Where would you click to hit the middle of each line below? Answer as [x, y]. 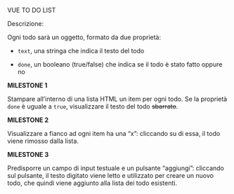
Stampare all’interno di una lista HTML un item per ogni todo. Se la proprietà [117, 99]
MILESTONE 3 [28, 154]
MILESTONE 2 [28, 120]
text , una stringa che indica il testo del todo [81, 51]
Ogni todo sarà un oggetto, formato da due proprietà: [84, 37]
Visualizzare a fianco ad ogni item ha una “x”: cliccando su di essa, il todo [114, 133]
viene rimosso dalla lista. [43, 141]
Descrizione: [26, 23]
